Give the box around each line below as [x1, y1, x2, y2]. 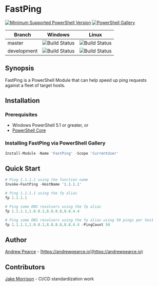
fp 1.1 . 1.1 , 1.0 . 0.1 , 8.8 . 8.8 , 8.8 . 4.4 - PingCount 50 [5, 222, 110, 227]
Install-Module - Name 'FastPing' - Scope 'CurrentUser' [5, 151, 119, 156]
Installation [5, 96, 40, 105]
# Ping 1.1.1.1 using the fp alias [5, 191, 78, 196]
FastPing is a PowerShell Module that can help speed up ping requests [5, 77, 147, 83]
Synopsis [5, 64, 34, 72]
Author [5, 236, 27, 244]
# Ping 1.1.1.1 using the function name [5, 177, 89, 182]
